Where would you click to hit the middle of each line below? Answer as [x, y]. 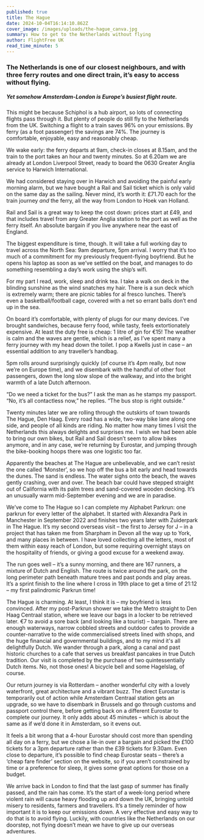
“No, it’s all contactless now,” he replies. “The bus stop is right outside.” [96, 401]
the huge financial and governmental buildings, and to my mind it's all [93, 640]
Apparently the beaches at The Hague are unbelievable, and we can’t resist [101, 463]
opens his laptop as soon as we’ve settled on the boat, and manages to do [100, 263]
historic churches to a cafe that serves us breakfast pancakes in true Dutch [101, 653]
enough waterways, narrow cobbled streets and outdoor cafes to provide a [100, 628]
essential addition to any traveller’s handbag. [62, 351]
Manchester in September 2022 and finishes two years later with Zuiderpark [102, 520]
